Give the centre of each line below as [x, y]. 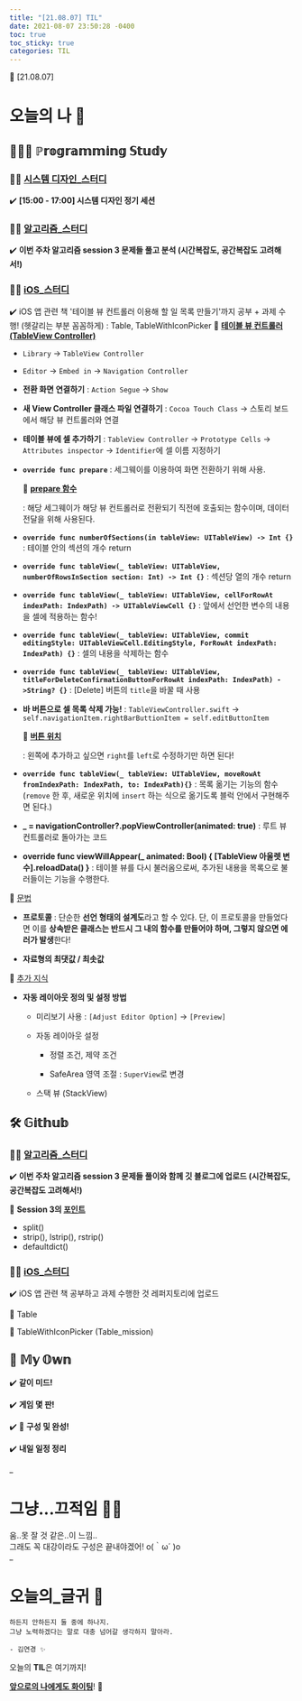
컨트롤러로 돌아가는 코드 [65, 837]
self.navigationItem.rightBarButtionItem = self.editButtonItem [146, 718]
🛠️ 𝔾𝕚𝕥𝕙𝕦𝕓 [39, 1123]
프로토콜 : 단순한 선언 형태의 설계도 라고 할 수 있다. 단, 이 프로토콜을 [139, 917]
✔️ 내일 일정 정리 [38, 1448]
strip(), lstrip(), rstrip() [63, 1237]
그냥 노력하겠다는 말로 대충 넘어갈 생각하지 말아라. [92, 1632]
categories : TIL [40, 51]
